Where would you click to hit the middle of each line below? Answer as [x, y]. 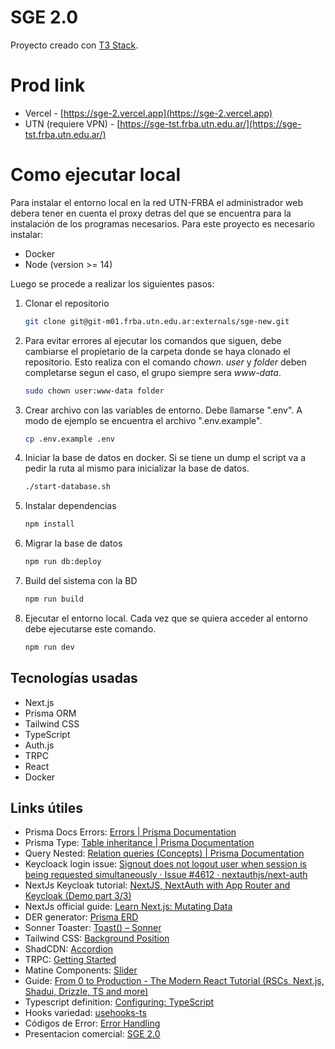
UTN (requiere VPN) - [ [72, 123]
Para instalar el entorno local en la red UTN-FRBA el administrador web [157, 202]
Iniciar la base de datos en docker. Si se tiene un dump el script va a [165, 458]
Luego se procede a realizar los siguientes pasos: [112, 283]
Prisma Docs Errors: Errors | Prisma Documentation [130, 832]
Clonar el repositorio [67, 303]
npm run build [54, 599]
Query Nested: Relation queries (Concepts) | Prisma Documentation [164, 853]
